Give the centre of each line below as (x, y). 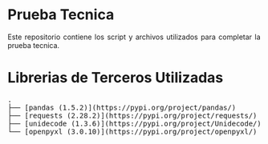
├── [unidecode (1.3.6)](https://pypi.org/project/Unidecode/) (134, 123)
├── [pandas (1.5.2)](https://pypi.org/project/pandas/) (122, 107)
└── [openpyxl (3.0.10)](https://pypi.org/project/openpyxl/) (132, 131)
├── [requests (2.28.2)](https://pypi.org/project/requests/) (132, 115)
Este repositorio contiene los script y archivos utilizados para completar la (134, 37)
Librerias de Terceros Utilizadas (116, 78)
